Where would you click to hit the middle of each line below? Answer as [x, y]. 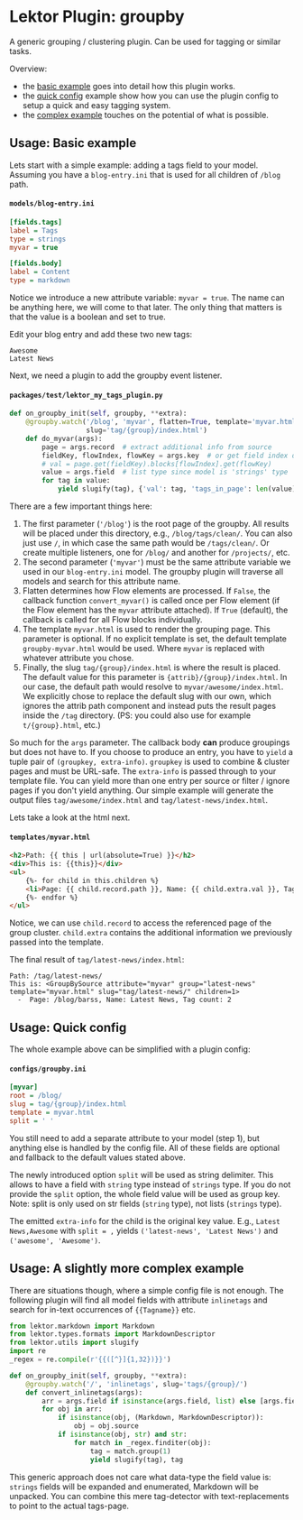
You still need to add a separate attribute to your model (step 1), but [134, 1138]
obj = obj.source [106, 1426]
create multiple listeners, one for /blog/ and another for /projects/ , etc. [156, 553]
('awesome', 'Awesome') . [55, 1240]
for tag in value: [76, 481]
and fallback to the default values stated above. [98, 1157]
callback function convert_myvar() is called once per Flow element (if [151, 601]
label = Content [40, 272]
